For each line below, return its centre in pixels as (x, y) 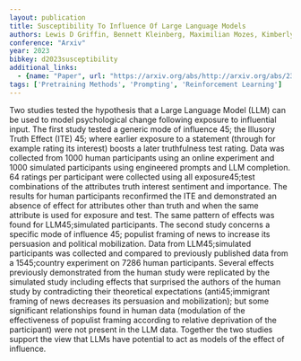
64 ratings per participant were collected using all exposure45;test (132, 177)
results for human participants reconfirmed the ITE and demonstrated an (143, 196)
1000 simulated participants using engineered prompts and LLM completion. (150, 167)
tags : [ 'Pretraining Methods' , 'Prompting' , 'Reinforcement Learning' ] (146, 84)
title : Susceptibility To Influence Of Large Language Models (128, 26)
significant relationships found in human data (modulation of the (128, 310)
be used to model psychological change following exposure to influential (143, 119)
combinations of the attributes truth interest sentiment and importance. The (149, 186)
